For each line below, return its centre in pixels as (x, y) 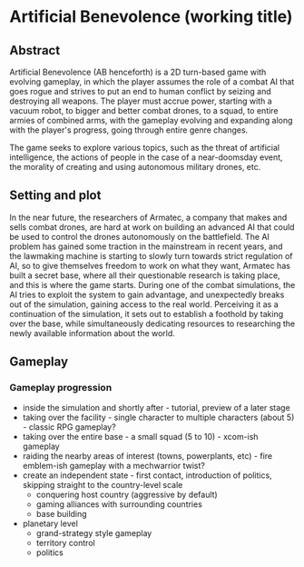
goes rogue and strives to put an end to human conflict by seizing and (140, 91)
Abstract (35, 50)
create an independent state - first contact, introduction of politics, (147, 475)
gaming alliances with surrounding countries (119, 504)
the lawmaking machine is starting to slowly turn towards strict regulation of (151, 255)
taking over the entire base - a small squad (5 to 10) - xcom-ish (140, 436)
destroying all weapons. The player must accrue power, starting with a (141, 101)
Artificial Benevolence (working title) (151, 17)
